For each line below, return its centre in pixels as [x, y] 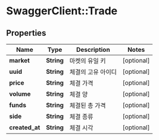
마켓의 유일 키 [88, 61]
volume [20, 94]
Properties [26, 33]
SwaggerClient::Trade [62, 11]
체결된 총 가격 [88, 105]
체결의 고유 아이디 [93, 72]
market [19, 60]
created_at [25, 127]
